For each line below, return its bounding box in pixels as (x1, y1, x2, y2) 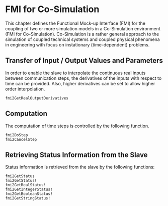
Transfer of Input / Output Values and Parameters (5, 57, 163, 65)
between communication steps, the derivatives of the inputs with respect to (5, 75, 162, 81)
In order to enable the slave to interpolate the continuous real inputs (5, 70, 146, 76)
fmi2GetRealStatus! (5, 183, 46, 188)
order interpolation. (5, 86, 45, 92)
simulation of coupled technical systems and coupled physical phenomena (5, 36, 160, 42)
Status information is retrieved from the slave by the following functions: (5, 164, 155, 170)
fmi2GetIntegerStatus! (5, 187, 53, 192)
